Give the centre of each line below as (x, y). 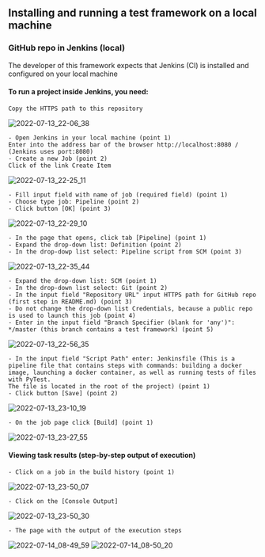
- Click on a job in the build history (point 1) (92, 472)
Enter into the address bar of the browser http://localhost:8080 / (123, 145)
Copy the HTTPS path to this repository (76, 109)
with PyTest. (30, 380)
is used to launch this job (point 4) (72, 315)
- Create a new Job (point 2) (58, 158)
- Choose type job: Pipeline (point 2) (74, 201)
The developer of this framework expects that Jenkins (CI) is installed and (129, 65)
